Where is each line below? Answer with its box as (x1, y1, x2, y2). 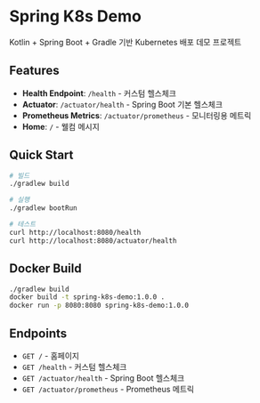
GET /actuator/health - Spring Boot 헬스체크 (21, 372, 185, 383)
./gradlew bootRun (9, 204, 77, 213)
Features (9, 63, 60, 78)
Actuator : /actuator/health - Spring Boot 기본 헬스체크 (21, 99, 223, 109)
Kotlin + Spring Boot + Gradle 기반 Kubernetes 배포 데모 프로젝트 (9, 36, 242, 47)
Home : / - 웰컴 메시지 (21, 121, 100, 132)
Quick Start (9, 148, 74, 163)
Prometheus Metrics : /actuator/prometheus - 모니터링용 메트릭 (21, 109, 252, 121)
